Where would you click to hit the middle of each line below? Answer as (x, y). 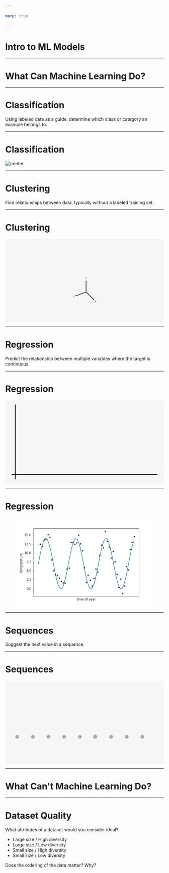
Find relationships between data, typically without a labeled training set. (80, 203)
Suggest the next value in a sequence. (45, 644)
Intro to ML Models (45, 47)
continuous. (18, 364)
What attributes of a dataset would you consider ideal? (62, 829)
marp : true (17, 16)
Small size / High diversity (39, 850)
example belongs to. (26, 125)
